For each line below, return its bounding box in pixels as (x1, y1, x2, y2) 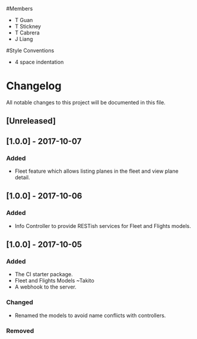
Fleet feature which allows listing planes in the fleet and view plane (14, 167, 179, 175)
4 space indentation (14, 59, 64, 65)
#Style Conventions (6, 47, 55, 54)
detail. (14, 174, 30, 181)
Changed (6, 298, 34, 306)
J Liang (14, 36, 33, 42)
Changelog (6, 80, 62, 93)
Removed (6, 327, 34, 335)
